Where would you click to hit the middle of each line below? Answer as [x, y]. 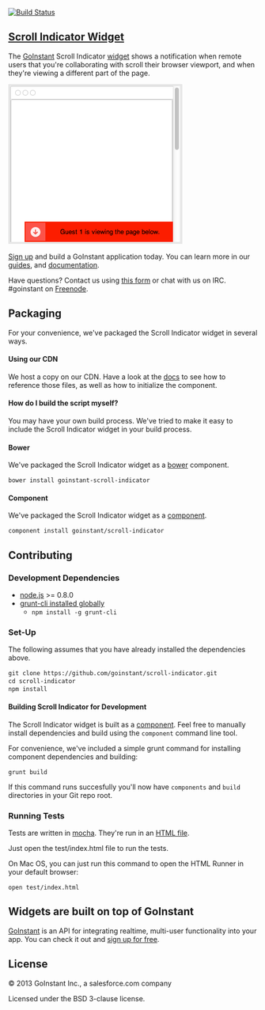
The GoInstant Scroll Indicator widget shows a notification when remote [125, 56]
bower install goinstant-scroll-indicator [79, 480]
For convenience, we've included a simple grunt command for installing [125, 748]
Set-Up [23, 632]
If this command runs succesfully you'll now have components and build [125, 787]
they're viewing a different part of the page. [79, 73]
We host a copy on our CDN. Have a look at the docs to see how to [117, 377]
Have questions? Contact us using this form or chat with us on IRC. [117, 280]
